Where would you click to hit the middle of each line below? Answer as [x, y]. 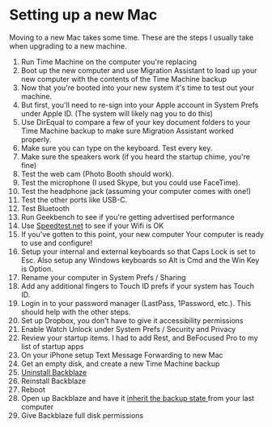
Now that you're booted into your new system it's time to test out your [137, 88]
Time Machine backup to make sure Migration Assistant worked [127, 131]
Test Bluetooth [45, 208]
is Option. [37, 269]
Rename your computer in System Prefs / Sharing [103, 277]
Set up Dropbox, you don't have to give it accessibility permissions [132, 320]
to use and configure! [57, 243]
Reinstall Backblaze [53, 381]
